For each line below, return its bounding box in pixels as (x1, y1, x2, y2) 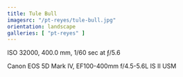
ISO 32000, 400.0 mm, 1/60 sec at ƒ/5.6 (7, 49, 121, 57)
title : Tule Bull (7, 10, 58, 17)
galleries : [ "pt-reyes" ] (7, 29, 85, 37)
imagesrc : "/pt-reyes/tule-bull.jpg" (7, 17, 116, 24)
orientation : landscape (7, 23, 76, 30)
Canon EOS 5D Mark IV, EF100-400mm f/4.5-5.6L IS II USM (7, 62, 177, 70)
